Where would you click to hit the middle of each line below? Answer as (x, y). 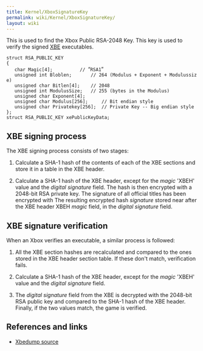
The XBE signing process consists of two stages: (67, 151)
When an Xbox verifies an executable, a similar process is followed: (91, 240)
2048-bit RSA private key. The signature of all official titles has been (101, 194)
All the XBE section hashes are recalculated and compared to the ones (103, 252)
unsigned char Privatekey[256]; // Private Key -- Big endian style (104, 107)
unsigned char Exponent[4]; (50, 97)
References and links (47, 327)
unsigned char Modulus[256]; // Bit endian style (84, 102)
